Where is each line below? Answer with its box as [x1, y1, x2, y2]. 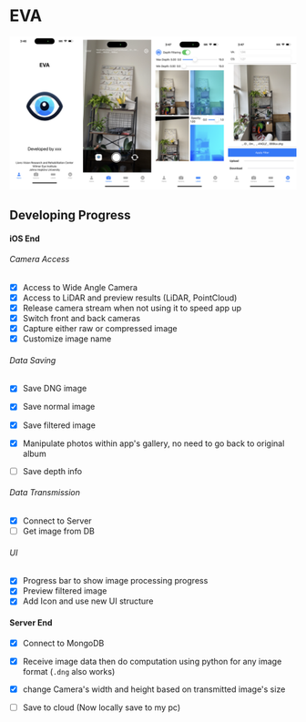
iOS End [9, 233, 41, 244]
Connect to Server [22, 515, 93, 526]
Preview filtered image [22, 585, 107, 596]
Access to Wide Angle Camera [22, 281, 138, 292]
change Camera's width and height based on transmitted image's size [22, 684, 286, 695]
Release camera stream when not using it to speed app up [22, 302, 242, 313]
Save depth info [22, 465, 83, 476]
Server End [9, 617, 53, 628]
